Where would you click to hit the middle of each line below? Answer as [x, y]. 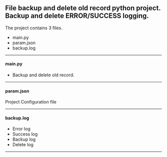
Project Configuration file [31, 102]
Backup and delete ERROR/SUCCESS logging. [77, 16]
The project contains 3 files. [34, 28]
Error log [21, 129]
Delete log [23, 145]
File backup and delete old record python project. [83, 8]
